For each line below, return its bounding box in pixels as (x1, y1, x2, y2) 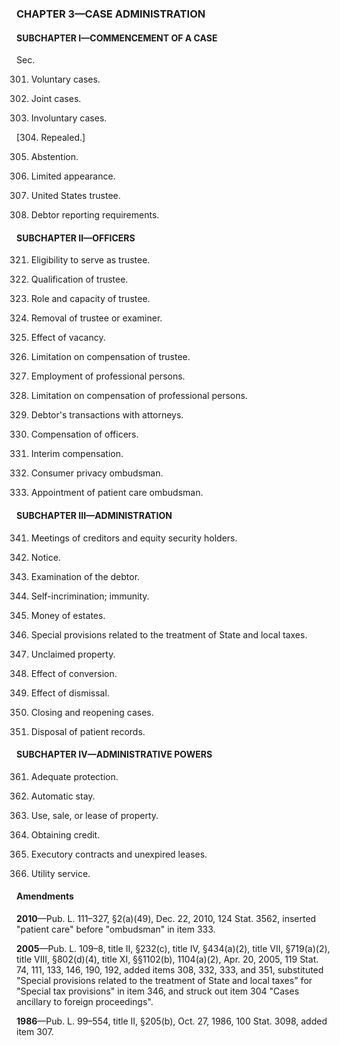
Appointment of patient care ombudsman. (30, 487, 204, 499)
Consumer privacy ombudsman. (30, 467, 164, 479)
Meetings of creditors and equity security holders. (30, 532, 238, 544)
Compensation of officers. (30, 428, 139, 441)
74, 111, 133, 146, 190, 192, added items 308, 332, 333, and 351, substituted (16, 963, 324, 976)
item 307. (16, 1025, 54, 1037)
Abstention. (30, 151, 79, 163)
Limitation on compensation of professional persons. (30, 390, 248, 402)
